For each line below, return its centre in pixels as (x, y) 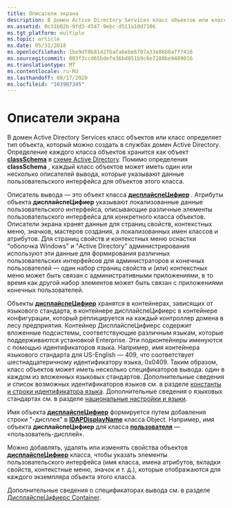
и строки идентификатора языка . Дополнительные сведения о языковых (115, 391)
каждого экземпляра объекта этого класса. (72, 477)
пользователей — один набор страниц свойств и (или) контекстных (107, 268)
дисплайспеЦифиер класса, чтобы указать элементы (87, 455)
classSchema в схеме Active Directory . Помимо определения (98, 159)
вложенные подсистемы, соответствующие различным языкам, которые (115, 333)
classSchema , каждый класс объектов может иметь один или (100, 167)
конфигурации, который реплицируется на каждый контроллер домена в (115, 318)
